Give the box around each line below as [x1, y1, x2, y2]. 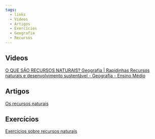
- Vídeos [10, 17, 28, 22]
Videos [5, 54, 28, 63]
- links [10, 12, 26, 17]
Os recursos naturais [5, 100, 49, 106]
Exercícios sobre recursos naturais [5, 128, 77, 134]
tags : [5, 7, 17, 13]
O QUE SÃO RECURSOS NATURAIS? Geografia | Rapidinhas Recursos [5, 67, 150, 73]
